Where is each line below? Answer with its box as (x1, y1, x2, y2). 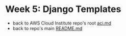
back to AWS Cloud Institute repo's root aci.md (12, 20, 111, 26)
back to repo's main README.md (12, 25, 83, 31)
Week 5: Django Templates (5, 3, 121, 15)
